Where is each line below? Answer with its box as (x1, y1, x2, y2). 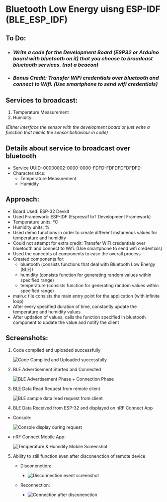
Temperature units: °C (12, 219, 59, 225)
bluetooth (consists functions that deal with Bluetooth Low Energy (20, 261, 156, 267)
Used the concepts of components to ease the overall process (12, 250, 141, 257)
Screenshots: (5, 334, 49, 342)
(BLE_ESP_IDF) (5, 14, 68, 25)
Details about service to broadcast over (5, 144, 131, 152)
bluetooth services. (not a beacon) (12, 61, 99, 68)
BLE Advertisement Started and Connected (12, 366, 101, 372)
